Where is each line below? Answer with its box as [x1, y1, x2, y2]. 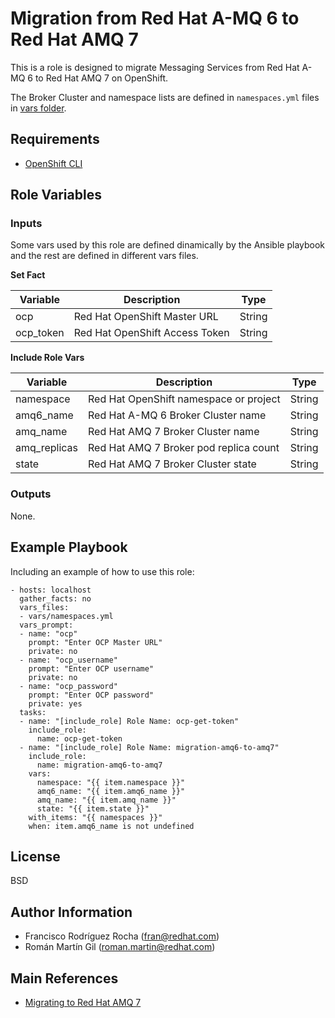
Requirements [10, 131, 100, 148]
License [10, 848, 61, 865]
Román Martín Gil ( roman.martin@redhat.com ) [24, 941, 216, 953]
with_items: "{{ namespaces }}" [28, 812, 163, 822]
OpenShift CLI [24, 157, 83, 169]
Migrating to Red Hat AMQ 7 [24, 996, 142, 1008]
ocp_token [15, 326, 65, 340]
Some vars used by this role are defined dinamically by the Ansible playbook [10, 239, 326, 251]
